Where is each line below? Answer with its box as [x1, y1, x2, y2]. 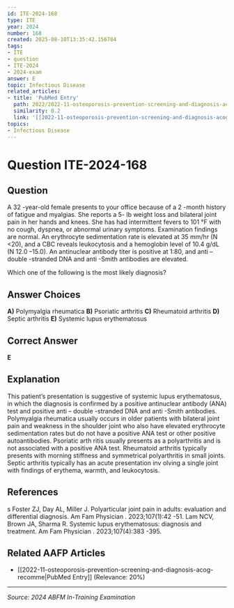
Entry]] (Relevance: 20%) [72, 573, 146, 582]
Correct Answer [7, 335, 78, 347]
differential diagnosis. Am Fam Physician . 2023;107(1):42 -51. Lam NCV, [7, 512, 214, 520]
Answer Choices [7, 289, 81, 301]
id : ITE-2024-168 [7, 10, 58, 17]
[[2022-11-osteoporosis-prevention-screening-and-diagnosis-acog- [17, 565, 214, 574]
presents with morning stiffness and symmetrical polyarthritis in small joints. [7, 451, 226, 459]
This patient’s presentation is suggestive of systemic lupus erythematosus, [7, 392, 221, 400]
